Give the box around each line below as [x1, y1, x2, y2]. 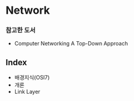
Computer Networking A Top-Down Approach [14, 40, 129, 47]
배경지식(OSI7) [14, 74, 50, 81]
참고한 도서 [5, 26, 36, 35]
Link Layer [14, 88, 40, 96]
